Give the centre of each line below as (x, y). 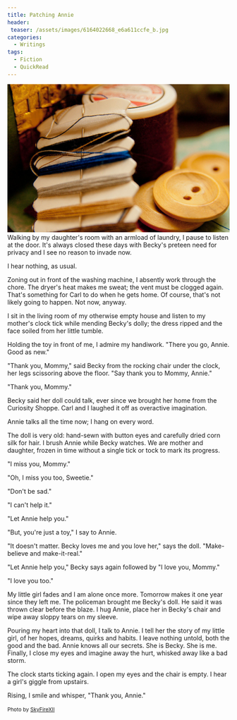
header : (19, 22)
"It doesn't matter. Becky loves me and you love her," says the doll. (104, 546)
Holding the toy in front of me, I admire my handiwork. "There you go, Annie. (119, 344)
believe (18, 553)
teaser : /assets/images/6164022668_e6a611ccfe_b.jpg (90, 30)
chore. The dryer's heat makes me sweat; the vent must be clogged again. (115, 287)
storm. (17, 660)
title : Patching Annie (41, 15)
